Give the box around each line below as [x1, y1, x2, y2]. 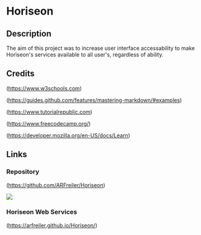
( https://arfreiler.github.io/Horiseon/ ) [6, 222, 98, 229]
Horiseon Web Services [6, 208, 77, 216]
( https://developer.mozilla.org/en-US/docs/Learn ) [6, 132, 130, 139]
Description [6, 29, 51, 39]
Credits [6, 69, 35, 79]
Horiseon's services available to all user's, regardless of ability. [6, 51, 163, 58]
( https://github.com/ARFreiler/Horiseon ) [6, 181, 106, 189]
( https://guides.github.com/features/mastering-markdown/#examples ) [6, 96, 182, 104]
